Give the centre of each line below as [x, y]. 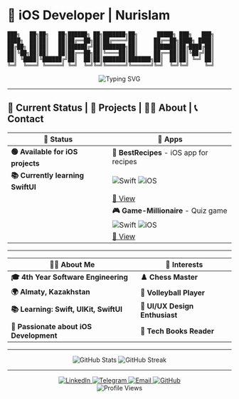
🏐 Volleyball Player [172, 293]
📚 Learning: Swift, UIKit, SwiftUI [67, 309]
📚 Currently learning [47, 175]
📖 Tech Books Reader [177, 330]
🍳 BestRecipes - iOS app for [160, 153]
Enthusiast [159, 315]
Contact [26, 119]
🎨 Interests [184, 264]
